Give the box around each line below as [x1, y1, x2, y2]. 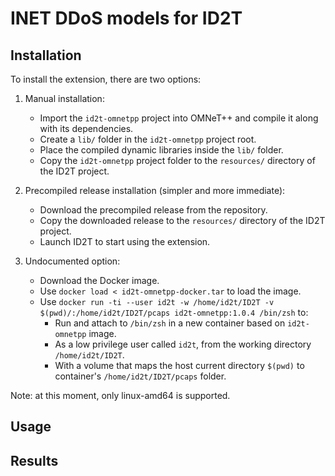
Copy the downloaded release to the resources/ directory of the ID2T [39, 215, 326, 226]
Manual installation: [24, 93, 105, 104]
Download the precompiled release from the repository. [39, 204, 268, 216]
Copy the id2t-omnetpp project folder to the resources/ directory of [39, 155, 316, 166]
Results [10, 452, 59, 469]
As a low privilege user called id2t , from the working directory [54, 338, 312, 350]
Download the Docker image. [39, 275, 160, 286]
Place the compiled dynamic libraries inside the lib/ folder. [39, 144, 284, 156]
